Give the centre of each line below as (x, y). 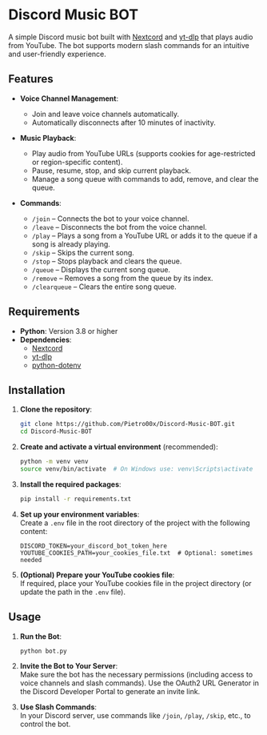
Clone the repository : (56, 409)
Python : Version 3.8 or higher (69, 331)
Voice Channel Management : (69, 98)
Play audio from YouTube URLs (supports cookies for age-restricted (143, 153)
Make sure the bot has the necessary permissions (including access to (136, 675)
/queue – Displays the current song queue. (101, 269)
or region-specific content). (77, 162)
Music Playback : (48, 138)
